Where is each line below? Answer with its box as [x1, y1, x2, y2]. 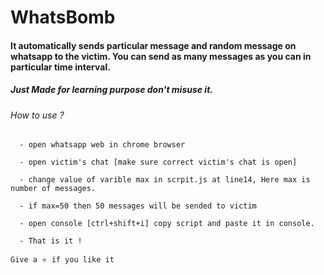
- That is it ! [19, 236, 83, 246]
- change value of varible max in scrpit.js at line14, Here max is [19, 175, 311, 185]
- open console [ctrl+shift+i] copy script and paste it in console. [19, 219, 315, 229]
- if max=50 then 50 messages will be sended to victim [19, 201, 257, 211]
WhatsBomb [10, 6, 116, 29]
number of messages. [10, 184, 97, 194]
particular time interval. [10, 61, 111, 73]
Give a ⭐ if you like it [10, 255, 115, 265]
